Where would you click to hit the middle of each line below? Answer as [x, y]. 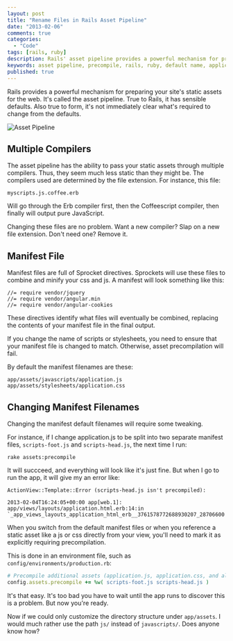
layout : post [26, 14]
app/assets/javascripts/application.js [65, 380]
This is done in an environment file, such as [69, 556]
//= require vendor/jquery [46, 293]
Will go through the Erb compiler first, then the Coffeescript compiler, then [113, 206]
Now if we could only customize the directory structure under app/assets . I [114, 616]
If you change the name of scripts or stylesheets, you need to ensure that [112, 339]
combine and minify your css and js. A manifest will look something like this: [116, 280]
